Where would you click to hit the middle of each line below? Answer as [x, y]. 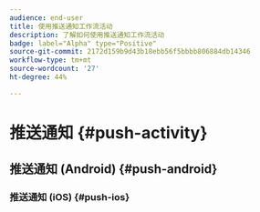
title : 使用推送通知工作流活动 [61, 26]
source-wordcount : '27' [55, 69]
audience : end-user [47, 18]
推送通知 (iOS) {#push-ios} [70, 197]
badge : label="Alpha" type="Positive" [83, 43]
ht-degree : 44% [38, 77]
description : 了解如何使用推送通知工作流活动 [87, 35]
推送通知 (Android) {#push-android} [114, 169]
